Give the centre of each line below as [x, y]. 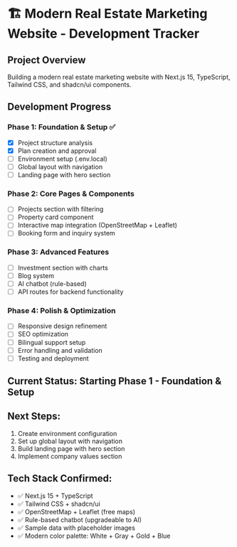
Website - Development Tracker [104, 34]
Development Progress [59, 107]
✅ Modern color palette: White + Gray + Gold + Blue [94, 536]
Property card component [56, 217]
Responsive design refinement [62, 326]
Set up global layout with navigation [70, 441]
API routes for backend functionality [70, 292]
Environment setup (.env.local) [63, 159]
